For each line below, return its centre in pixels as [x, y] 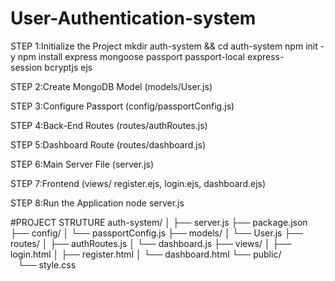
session [26, 67]
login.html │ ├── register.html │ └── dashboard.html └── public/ [146, 254]
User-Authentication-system [133, 18]
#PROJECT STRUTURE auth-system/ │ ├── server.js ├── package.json [159, 222]
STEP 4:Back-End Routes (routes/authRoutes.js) [109, 125]
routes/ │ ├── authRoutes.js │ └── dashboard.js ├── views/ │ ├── [151, 243]
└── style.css [47, 264]
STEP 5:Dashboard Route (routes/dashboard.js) [108, 144]
